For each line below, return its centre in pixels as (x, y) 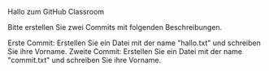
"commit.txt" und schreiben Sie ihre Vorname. (85, 60)
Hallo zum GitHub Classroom (56, 12)
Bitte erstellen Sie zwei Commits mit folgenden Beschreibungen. (115, 27)
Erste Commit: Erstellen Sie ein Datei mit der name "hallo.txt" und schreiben (134, 43)
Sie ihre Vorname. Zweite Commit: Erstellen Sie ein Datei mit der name (125, 51)
